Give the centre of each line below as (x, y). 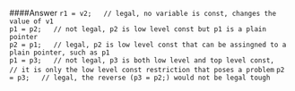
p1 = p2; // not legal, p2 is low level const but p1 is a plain (138, 29)
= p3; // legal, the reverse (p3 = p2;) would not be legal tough (140, 78)
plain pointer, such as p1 (60, 53)
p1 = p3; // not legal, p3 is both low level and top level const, (142, 61)
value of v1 (31, 21)
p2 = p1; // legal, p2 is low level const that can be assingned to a (148, 45)
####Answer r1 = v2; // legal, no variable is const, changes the (143, 13)
